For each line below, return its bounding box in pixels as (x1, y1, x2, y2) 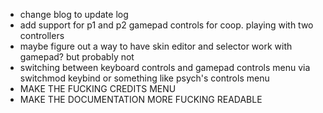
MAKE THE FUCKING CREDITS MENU (19, 83, 177, 94)
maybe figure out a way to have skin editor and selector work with (19, 40, 293, 52)
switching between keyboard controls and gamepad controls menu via (19, 62, 311, 73)
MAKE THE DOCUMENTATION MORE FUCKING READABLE (19, 94, 263, 105)
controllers (19, 30, 65, 41)
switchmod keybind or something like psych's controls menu (19, 72, 270, 84)
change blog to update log (19, 9, 129, 20)
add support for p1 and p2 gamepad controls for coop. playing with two (19, 19, 314, 31)
